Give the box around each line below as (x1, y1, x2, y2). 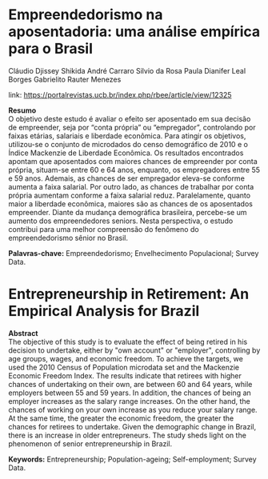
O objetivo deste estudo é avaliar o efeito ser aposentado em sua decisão (8, 114, 251, 123)
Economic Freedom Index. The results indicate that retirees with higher (8, 370, 242, 381)
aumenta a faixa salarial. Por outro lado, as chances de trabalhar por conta (8, 182, 254, 191)
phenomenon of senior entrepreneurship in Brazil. (8, 438, 173, 449)
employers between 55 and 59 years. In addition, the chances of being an (8, 388, 252, 397)
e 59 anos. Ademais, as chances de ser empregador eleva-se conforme (8, 174, 246, 183)
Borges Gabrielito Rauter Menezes (8, 74, 122, 84)
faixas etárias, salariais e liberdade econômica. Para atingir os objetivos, (8, 130, 246, 141)
